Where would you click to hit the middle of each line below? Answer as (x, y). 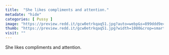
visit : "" (16, 33)
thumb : (12, 28)
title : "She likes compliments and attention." (57, 10)
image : (12, 24)
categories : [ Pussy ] (29, 19)
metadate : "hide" (23, 14)
